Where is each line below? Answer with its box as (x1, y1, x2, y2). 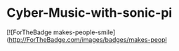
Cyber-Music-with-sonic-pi (6, 5, 173, 21)
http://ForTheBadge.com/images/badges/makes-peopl (8, 35, 167, 43)
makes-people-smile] (53, 28, 116, 36)
